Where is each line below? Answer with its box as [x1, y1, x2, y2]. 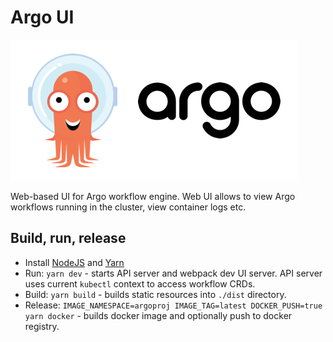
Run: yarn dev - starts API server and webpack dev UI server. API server [24, 267, 323, 279]
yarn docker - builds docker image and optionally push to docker [24, 309, 293, 321]
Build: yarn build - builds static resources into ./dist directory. [24, 288, 287, 300]
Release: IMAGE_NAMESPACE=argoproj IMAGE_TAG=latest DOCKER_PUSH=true [24, 299, 323, 311]
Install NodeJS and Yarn [24, 256, 125, 268]
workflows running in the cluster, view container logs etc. [10, 201, 247, 213]
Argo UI [10, 6, 75, 29]
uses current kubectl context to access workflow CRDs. [24, 277, 256, 290]
